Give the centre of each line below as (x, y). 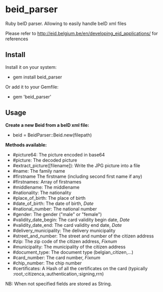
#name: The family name (39, 171)
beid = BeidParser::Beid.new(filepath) (52, 135)
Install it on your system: (31, 67)
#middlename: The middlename (46, 187)
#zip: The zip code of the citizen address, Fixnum (65, 241)
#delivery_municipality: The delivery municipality (64, 230)
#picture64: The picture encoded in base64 (59, 154)
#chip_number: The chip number (47, 263)
